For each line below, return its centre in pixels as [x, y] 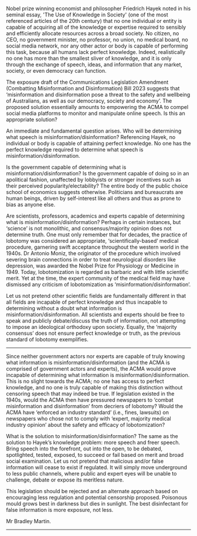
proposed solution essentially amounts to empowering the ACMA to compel [97, 107]
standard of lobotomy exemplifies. [47, 339]
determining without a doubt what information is [64, 308]
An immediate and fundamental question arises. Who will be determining [94, 131]
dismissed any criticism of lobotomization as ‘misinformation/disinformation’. [98, 284]
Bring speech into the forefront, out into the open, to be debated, [84, 449]
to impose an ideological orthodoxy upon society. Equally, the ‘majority [91, 327]
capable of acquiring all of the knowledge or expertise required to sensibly [96, 27]
